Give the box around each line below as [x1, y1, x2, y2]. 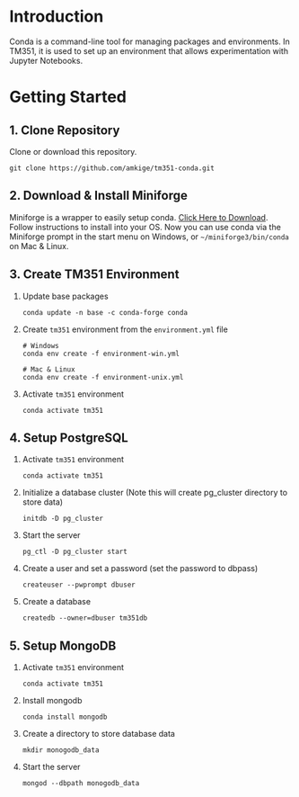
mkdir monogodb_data [22, 746, 100, 755]
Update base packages [22, 291, 110, 301]
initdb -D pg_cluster [22, 515, 103, 524]
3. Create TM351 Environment [9, 267, 180, 282]
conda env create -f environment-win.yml [22, 349, 180, 358]
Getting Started [9, 87, 128, 107]
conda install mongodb [22, 712, 108, 721]
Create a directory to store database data [22, 729, 175, 739]
